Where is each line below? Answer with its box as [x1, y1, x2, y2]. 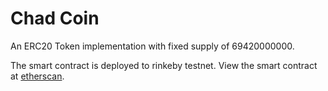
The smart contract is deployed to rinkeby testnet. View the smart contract [10, 59, 318, 71]
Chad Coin [10, 7, 100, 30]
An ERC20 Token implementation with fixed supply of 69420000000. [10, 40, 295, 52]
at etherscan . [10, 70, 65, 82]
